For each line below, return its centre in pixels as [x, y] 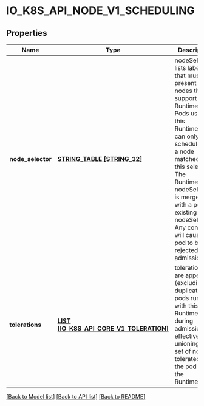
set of [183, 351]
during [184, 321]
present [185, 83]
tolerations [25, 325]
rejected [186, 250]
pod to [184, 243]
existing [186, 212]
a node [184, 151]
